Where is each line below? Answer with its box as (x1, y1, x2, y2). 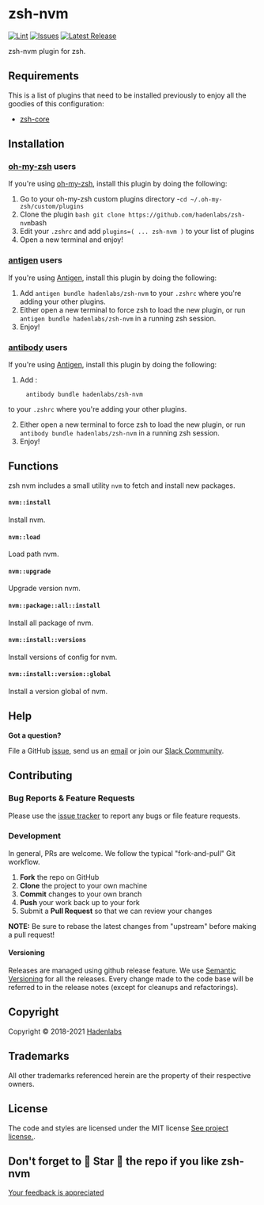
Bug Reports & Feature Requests (8, 792, 135, 804)
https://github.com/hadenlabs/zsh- (127, 211, 246, 219)
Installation (8, 137, 65, 151)
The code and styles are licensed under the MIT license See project (8, 1123, 229, 1133)
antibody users (8, 342, 68, 353)
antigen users (8, 255, 63, 266)
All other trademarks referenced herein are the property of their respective (8, 1070, 251, 1080)
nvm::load (8, 533, 41, 541)
